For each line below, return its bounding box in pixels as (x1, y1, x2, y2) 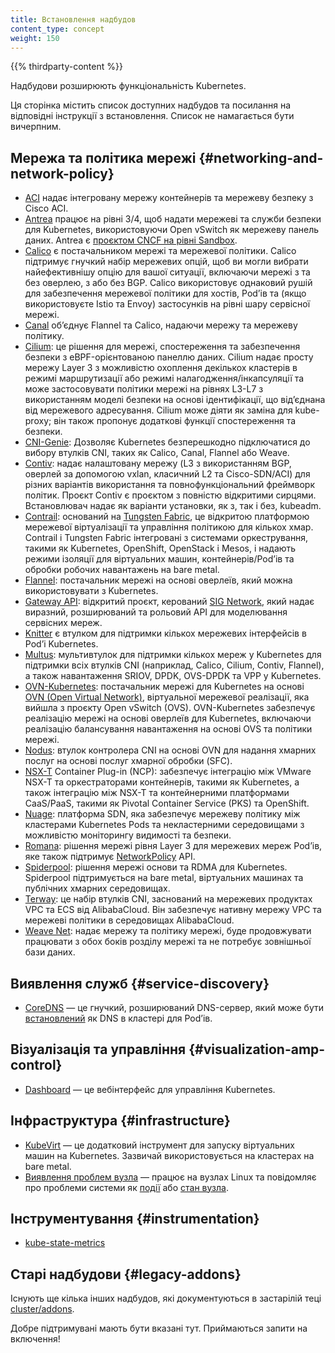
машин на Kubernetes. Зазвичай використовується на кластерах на (24, 1149, 315, 1161)
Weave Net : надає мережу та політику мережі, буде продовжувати (24, 925, 312, 937)
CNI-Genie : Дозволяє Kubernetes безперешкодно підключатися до (24, 436, 311, 448)
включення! (10, 1333, 61, 1345)
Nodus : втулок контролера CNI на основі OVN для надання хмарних (24, 744, 317, 756)
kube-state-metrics (24, 1237, 106, 1249)
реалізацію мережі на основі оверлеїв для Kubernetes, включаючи (24, 712, 312, 725)
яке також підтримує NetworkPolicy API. (24, 851, 196, 863)
